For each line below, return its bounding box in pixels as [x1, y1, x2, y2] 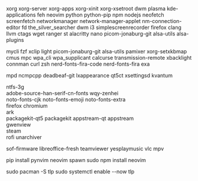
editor [6, 24, 21, 31]
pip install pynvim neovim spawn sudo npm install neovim [6, 157, 147, 163]
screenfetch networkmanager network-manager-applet [6, 18, 141, 24]
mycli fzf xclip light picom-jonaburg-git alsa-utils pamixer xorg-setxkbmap [6, 48, 187, 55]
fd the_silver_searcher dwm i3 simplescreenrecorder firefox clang [21, 24, 182, 31]
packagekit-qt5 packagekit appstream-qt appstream [6, 115, 134, 122]
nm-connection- [141, 18, 182, 24]
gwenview [6, 121, 31, 128]
